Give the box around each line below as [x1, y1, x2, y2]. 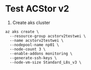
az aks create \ [5, 29, 39, 34]
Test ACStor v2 [5, 3, 69, 14]
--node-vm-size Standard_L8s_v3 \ [9, 59, 81, 65]
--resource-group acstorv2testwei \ [9, 33, 86, 38]
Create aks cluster [12, 19, 50, 25]
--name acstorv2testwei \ [9, 38, 64, 43]
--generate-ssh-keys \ [9, 55, 57, 60]
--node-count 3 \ [9, 46, 46, 51]
